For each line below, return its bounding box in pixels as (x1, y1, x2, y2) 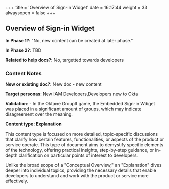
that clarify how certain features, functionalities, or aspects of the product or (5, 136, 164, 143)
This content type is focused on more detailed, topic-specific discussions (5, 131, 158, 137)
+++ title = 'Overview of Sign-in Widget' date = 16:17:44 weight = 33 (5, 5, 148, 10)
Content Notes (5, 70, 42, 77)
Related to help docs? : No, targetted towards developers (5, 57, 124, 63)
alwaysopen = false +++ (5, 10, 56, 16)
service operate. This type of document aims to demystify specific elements (5, 142, 164, 148)
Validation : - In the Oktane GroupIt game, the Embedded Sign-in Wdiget (5, 101, 155, 107)
